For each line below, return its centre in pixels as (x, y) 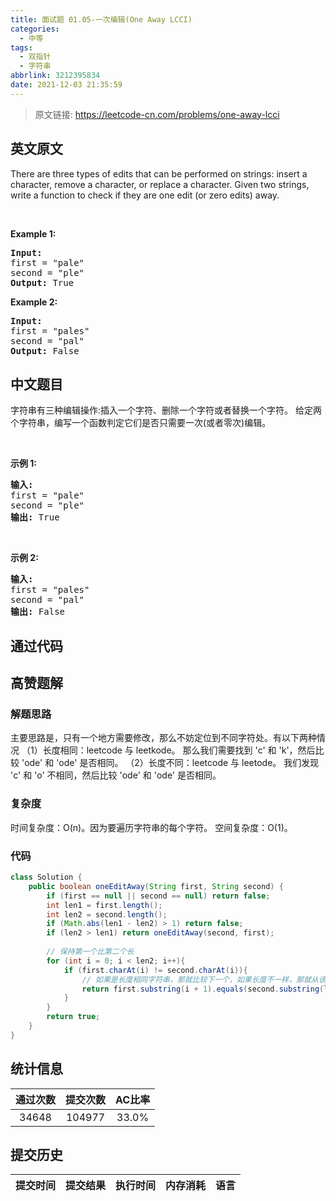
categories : (35, 29)
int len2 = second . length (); (107, 914)
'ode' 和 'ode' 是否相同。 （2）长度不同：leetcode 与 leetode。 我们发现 (170, 763)
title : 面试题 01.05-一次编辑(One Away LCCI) (101, 19)
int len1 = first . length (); (104, 905)
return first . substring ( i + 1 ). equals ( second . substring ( (203, 989)
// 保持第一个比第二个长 (90, 952)
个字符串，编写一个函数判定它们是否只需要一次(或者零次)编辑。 (141, 423)
